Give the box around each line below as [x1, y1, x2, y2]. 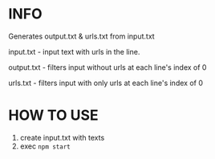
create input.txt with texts [19, 132, 105, 142]
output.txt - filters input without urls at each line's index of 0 [8, 62, 207, 72]
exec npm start [19, 141, 71, 151]
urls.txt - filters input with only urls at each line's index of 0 [8, 78, 203, 88]
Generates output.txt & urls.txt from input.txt [8, 31, 155, 41]
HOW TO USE [8, 106, 99, 124]
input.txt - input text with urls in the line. [8, 47, 140, 56]
